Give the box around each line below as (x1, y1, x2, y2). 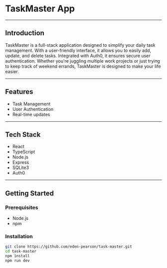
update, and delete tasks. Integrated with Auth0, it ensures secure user (5, 53, 151, 59)
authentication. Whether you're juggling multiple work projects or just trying (5, 58, 161, 64)
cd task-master (5, 249, 37, 254)
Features (5, 88, 33, 96)
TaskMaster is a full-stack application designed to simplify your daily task (5, 42, 156, 48)
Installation (5, 233, 33, 240)
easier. (5, 68, 19, 75)
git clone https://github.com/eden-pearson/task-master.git (5, 244, 133, 249)
